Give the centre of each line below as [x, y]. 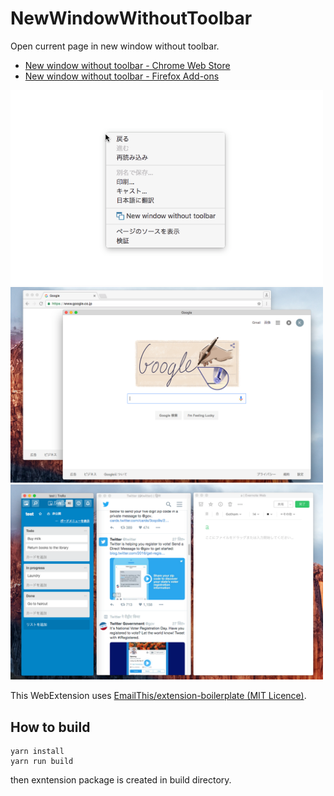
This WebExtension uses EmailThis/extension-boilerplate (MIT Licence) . [158, 696]
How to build [50, 727]
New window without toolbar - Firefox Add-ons [122, 76]
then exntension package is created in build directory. [121, 780]
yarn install [37, 752]
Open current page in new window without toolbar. [115, 46]
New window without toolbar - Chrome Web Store [127, 65]
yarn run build [42, 762]
